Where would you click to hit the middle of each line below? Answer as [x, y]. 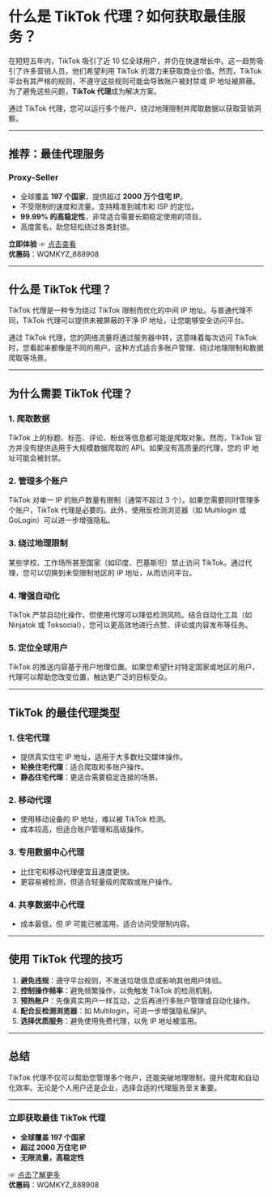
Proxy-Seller [34, 177]
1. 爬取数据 [29, 418]
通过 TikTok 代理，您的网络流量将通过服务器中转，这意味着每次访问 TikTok [133, 337]
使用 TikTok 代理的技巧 [66, 959]
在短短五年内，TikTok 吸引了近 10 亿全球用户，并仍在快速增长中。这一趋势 [132, 61]
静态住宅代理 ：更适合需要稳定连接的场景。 [91, 777]
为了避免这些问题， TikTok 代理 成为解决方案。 [85, 91]
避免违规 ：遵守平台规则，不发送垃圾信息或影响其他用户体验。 [123, 980]
